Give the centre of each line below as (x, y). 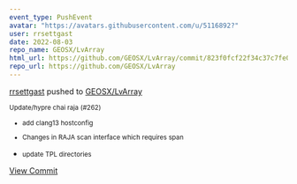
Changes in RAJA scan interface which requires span (103, 137)
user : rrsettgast (41, 33)
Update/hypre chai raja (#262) (55, 107)
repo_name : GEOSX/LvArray (57, 50)
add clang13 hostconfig (57, 123)
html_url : (27, 58)
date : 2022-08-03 (41, 42)
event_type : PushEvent (51, 17)
